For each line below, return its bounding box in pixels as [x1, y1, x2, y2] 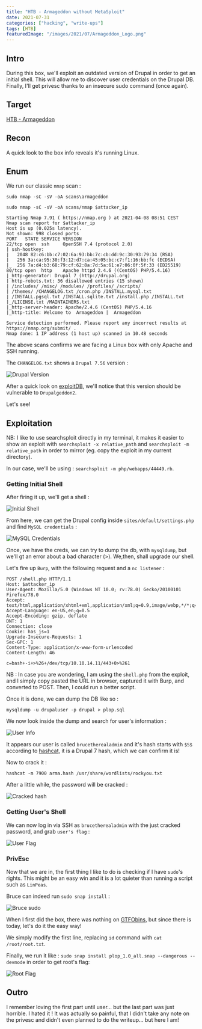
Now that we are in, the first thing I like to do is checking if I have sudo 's [6, 868, 183, 876]
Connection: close [6, 624, 52, 630]
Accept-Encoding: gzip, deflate [6, 613, 87, 619]
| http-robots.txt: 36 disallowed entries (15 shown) [6, 278, 144, 284]
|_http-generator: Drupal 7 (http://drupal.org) [6, 273, 130, 279]
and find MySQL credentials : [6, 523, 77, 530]
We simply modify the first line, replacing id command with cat [6, 934, 162, 941]
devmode [6, 960, 26, 966]
